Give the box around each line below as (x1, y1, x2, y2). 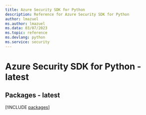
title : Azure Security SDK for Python (5, 7, 85, 12)
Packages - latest (5, 91, 60, 100)
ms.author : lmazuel (5, 21, 46, 26)
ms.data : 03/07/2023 (5, 26, 48, 31)
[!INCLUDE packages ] (5, 104, 50, 110)
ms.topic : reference (5, 30, 48, 35)
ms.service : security (5, 40, 50, 45)
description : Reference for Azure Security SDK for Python (5, 12, 130, 17)
